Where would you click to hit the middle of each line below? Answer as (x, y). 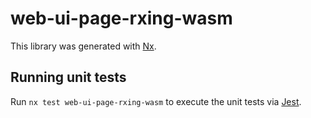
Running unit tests (68, 77)
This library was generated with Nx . (83, 46)
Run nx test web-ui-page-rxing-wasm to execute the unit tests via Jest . (156, 101)
